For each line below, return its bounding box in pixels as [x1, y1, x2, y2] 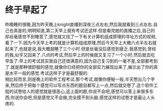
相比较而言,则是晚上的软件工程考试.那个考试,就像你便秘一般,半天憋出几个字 [5, 76, 155, 82]
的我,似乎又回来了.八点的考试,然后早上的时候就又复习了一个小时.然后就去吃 [5, 52, 155, 57]
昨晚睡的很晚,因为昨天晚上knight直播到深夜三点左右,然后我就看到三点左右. [5, 21, 153, 27]
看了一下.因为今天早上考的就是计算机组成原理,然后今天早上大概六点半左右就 [5, 39, 157, 45]
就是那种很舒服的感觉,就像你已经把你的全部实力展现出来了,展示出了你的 [10, 64, 154, 70]
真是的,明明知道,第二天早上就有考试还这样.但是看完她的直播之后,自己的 [13, 27, 155, 33]
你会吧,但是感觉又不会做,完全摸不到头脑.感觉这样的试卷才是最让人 [19, 94, 151, 100]
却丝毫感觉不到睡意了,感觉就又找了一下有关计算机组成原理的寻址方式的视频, [5, 34, 157, 39]
